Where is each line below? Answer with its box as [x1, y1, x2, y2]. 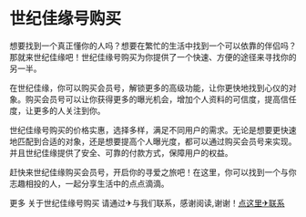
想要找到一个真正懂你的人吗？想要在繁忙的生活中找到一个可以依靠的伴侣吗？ [9, 40, 297, 51]
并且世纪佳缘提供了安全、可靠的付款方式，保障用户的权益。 [9, 147, 233, 158]
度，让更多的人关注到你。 [9, 105, 106, 116]
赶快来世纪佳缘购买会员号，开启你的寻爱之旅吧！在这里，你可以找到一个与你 [9, 166, 297, 178]
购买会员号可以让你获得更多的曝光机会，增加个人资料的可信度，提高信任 [25, 93, 297, 105]
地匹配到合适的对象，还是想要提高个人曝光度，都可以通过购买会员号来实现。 [9, 136, 297, 147]
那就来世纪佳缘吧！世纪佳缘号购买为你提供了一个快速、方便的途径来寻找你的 [9, 51, 297, 62]
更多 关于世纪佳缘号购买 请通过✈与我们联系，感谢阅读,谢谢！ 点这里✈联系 [9, 197, 285, 208]
